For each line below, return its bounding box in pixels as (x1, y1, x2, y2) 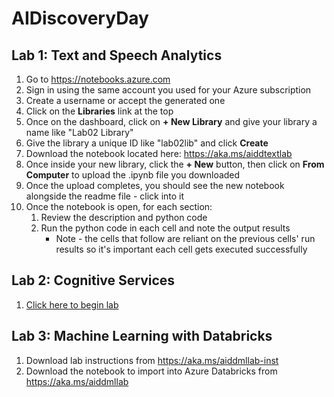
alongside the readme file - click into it (25, 190, 185, 202)
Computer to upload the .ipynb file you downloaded (25, 169, 241, 181)
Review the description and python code (40, 212, 208, 223)
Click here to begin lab (25, 298, 119, 311)
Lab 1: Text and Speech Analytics (11, 47, 223, 64)
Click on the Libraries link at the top (25, 105, 174, 117)
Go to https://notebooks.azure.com (25, 73, 171, 85)
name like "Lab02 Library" (25, 127, 134, 138)
